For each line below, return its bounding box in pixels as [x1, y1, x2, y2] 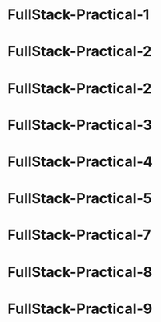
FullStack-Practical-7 [7, 226, 151, 244]
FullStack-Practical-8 [7, 263, 153, 281]
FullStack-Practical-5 [7, 190, 153, 208]
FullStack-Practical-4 [7, 153, 153, 170]
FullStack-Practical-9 [7, 300, 153, 318]
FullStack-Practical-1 [7, 6, 150, 24]
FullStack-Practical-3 [7, 116, 153, 134]
